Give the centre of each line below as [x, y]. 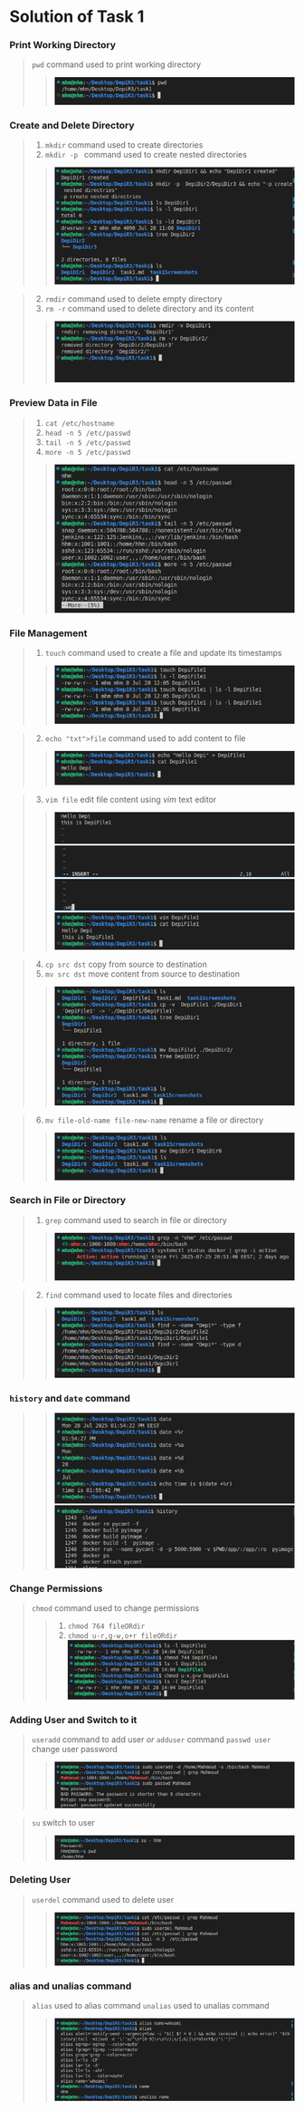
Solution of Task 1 [77, 17]
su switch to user [63, 1822]
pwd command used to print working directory [116, 64]
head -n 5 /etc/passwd [88, 433]
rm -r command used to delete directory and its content [150, 309]
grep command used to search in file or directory [136, 1219]
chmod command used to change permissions [115, 1608]
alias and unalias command [71, 1986]
